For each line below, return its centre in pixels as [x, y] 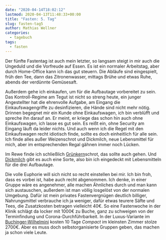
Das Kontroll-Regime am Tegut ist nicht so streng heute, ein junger [73, 97]
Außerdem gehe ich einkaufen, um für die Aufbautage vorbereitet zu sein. [81, 91]
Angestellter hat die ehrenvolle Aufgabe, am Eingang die [63, 102]
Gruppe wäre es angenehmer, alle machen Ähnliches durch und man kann [81, 185]
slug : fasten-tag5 [24, 24]
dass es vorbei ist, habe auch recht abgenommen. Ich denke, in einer [76, 179]
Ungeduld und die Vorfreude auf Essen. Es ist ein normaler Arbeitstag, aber [83, 66]
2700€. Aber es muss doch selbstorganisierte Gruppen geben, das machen [83, 227]
